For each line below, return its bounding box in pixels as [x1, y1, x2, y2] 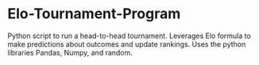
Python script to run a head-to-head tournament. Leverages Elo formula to [7, 31, 251, 40]
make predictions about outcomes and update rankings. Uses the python [7, 39, 246, 48]
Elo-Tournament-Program [7, 5, 181, 23]
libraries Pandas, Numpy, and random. [7, 48, 133, 57]
